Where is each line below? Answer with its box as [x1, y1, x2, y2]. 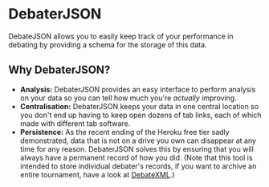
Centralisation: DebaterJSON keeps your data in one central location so [19, 101, 259, 111]
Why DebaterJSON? [8, 63, 111, 77]
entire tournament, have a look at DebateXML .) [19, 169, 175, 179]
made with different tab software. [19, 118, 131, 128]
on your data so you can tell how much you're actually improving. [19, 93, 237, 103]
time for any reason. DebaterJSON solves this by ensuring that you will [19, 144, 255, 153]
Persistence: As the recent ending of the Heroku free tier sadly [19, 127, 230, 136]
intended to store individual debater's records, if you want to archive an [19, 161, 257, 171]
